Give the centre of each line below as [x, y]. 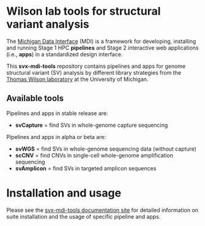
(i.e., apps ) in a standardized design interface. [65, 54]
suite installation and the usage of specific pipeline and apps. [84, 216]
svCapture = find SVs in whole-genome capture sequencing [91, 125]
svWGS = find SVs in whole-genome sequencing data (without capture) [106, 149]
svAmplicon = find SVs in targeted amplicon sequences [86, 168]
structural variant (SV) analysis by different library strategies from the [94, 72]
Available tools [35, 98]
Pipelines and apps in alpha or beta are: [56, 137]
